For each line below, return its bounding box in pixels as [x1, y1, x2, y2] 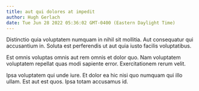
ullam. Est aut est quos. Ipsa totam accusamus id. [6, 78, 129, 85]
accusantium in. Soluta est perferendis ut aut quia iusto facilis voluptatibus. [6, 42, 192, 49]
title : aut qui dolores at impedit [6, 8, 95, 15]
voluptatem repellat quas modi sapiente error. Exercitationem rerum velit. [6, 60, 186, 67]
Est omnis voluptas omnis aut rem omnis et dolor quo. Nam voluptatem [6, 54, 181, 61]
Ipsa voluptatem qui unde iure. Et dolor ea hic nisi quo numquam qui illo [6, 72, 183, 79]
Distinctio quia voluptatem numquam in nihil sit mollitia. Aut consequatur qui [6, 36, 194, 43]
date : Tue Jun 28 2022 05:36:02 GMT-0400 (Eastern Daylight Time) [6, 20, 176, 26]
